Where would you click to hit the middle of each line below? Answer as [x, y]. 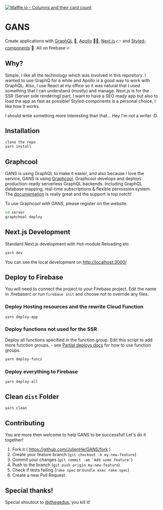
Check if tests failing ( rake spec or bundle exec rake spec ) [71, 470]
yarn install [18, 147]
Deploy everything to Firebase [42, 371]
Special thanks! [29, 490]
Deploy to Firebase [34, 277]
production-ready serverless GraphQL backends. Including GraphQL [74, 184]
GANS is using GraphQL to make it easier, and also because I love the [75, 174]
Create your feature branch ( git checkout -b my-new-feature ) [74, 455]
